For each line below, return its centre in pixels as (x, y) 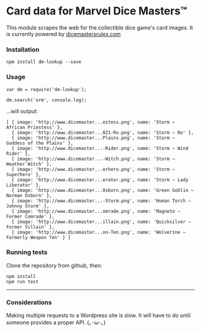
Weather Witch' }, (29, 164)
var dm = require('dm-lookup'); (46, 89)
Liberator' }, (24, 185)
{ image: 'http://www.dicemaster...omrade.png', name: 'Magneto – (96, 211)
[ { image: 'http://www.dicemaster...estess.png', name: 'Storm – (91, 122)
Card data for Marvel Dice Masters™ (97, 11)
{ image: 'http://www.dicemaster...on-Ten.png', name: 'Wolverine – (99, 232)
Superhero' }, (24, 174)
